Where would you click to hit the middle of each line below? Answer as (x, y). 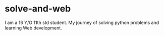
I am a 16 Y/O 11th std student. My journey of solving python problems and (82, 22)
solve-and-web (38, 9)
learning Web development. (34, 27)
